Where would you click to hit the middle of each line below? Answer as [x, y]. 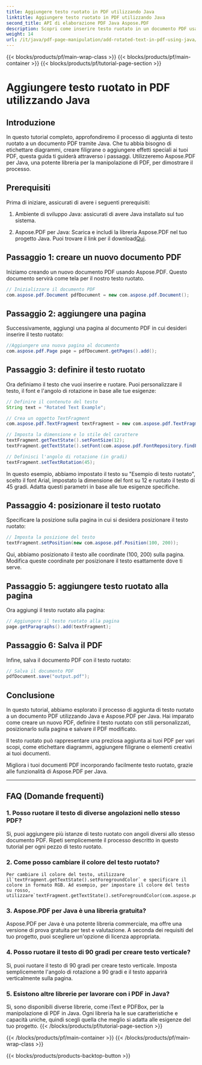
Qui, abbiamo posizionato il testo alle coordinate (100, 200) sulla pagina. [96, 555]
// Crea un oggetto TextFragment [48, 418]
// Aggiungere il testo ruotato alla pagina [63, 621]
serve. [14, 567]
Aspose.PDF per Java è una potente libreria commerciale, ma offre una [94, 924]
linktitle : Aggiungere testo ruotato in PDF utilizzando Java [86, 17]
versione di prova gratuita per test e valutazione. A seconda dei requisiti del [100, 930]
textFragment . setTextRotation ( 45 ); [51, 462]
